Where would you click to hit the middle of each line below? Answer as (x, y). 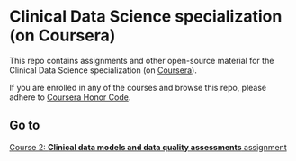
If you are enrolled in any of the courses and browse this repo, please (138, 87)
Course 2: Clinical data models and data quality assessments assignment (148, 147)
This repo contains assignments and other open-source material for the (142, 60)
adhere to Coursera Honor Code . (70, 97)
